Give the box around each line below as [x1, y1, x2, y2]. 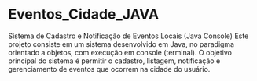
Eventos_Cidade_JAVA [8, 5, 160, 23]
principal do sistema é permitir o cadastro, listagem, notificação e [8, 56, 221, 65]
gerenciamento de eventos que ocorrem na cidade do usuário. [8, 64, 211, 73]
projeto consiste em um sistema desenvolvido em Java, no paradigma [8, 39, 234, 48]
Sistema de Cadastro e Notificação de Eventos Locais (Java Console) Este [8, 31, 249, 40]
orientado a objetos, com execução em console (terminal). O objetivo [8, 48, 232, 57]
